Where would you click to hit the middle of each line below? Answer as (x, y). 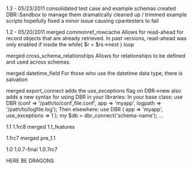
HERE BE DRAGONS (30, 161)
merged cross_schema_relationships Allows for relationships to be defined (96, 56)
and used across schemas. (39, 62)
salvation (17, 79)
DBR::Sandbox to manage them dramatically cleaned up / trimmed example (96, 15)
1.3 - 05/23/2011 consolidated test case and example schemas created (91, 8)
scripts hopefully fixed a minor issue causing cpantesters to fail (82, 21)
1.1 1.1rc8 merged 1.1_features (40, 127)
